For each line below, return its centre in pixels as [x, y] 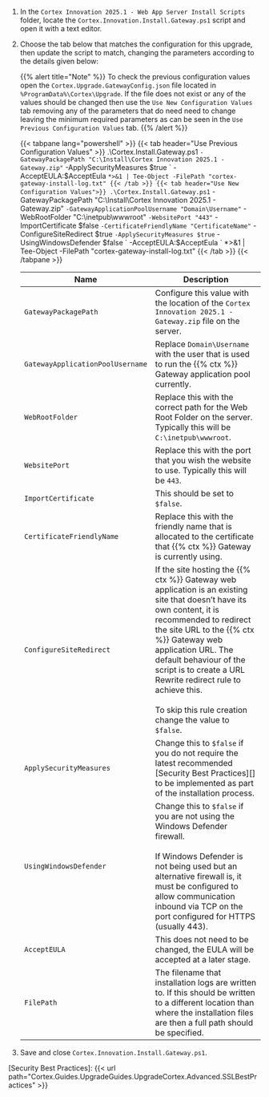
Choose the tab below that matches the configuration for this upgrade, [136, 44]
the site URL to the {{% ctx [205, 630]
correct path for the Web [201, 407]
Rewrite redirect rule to [198, 680]
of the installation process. [205, 793]
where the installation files [204, 1012]
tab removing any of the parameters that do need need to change [128, 111]
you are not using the [195, 816]
